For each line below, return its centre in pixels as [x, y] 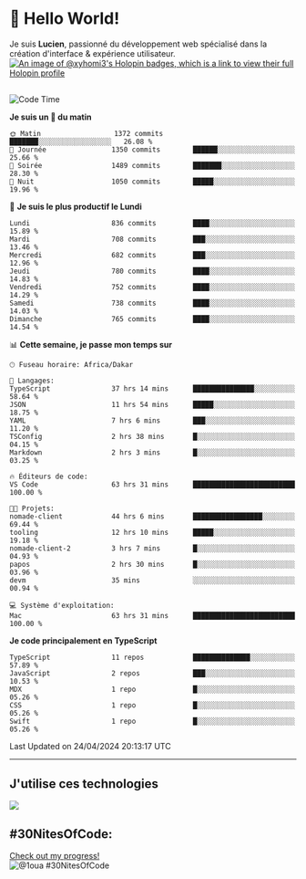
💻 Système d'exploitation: [62, 606]
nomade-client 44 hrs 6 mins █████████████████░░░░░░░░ [153, 517]
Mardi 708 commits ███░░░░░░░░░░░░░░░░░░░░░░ [153, 240]
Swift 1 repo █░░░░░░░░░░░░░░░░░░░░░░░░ [153, 722]
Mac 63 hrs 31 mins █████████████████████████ [153, 616]
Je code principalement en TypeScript [83, 641]
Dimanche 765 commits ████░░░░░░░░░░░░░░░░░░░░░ [153, 319]
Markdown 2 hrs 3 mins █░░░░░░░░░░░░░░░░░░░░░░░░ [153, 453]
